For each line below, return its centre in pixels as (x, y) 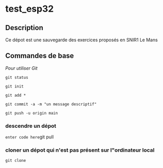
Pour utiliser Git (21, 68)
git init (15, 86)
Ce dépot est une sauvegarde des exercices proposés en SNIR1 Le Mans (81, 40)
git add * (16, 95)
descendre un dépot (31, 126)
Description (24, 28)
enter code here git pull (30, 137)
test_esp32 (30, 9)
